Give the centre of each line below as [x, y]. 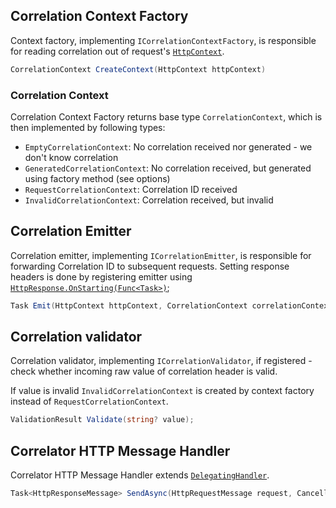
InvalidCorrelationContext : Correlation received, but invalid [149, 200]
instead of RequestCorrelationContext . [89, 401]
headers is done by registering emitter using [101, 276]
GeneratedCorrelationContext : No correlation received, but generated [168, 168]
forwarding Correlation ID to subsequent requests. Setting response [150, 266]
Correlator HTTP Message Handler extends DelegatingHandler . [140, 475]
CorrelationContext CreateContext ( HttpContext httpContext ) [138, 69]
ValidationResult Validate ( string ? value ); [102, 420]
